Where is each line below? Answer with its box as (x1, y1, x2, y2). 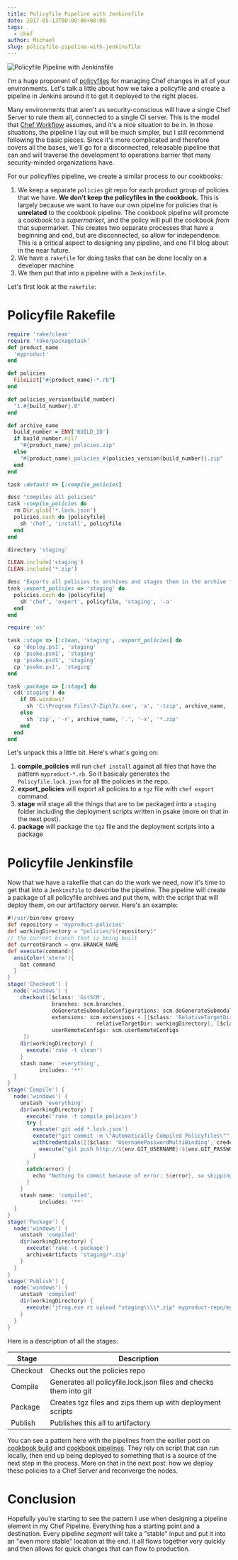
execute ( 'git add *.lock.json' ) (33, 1126, 129, 1133)
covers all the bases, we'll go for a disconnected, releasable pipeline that (7, 143, 220, 151)
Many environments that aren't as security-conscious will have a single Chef (7, 106, 231, 114)
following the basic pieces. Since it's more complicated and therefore (7, 136, 210, 144)
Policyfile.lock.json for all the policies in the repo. (17, 777, 170, 786)
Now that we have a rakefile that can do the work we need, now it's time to (7, 878, 225, 887)
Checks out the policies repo (50, 1366, 146, 1375)
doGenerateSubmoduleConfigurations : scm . (52, 1007, 176, 1014)
